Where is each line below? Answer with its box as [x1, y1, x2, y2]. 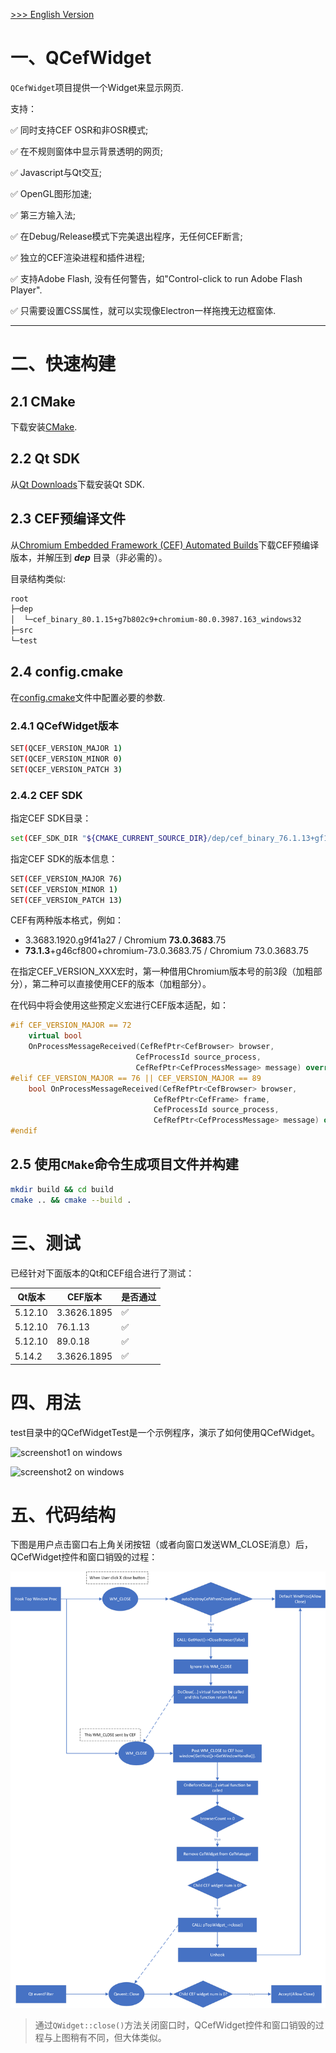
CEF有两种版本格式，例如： [10, 914, 124, 926]
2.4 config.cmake [10, 664, 124, 681]
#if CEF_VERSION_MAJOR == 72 [10, 1020, 132, 1031]
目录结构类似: [10, 572, 67, 584]
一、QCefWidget [10, 47, 152, 69]
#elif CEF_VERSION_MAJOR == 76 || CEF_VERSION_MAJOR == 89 [10, 1073, 262, 1083]
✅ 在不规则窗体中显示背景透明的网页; [10, 145, 164, 157]
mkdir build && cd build [10, 1184, 114, 1194]
